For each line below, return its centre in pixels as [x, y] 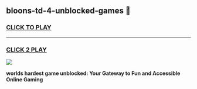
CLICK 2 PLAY [26, 49]
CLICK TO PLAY [29, 28]
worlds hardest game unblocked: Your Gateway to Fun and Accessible [93, 73]
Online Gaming [25, 79]
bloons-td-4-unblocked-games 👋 [68, 11]
